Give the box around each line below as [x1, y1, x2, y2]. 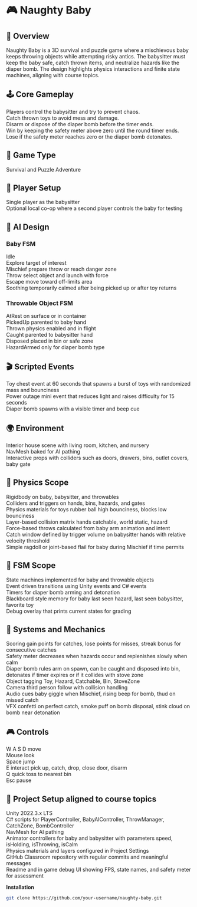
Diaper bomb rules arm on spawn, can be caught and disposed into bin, [6, 665, 180, 672]
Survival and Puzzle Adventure [6, 166, 81, 173]
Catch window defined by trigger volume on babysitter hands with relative [6, 531, 186, 538]
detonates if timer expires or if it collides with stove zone [6, 672, 144, 679]
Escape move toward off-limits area [6, 278, 93, 285]
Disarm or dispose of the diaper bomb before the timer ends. [6, 120, 154, 127]
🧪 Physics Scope [6, 478, 69, 488]
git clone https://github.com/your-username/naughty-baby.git [6, 895, 162, 901]
